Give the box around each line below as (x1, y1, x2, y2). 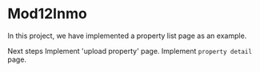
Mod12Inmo (7, 5, 87, 23)
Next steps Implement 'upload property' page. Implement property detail (7, 46, 253, 55)
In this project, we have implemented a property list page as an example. (7, 31, 247, 40)
